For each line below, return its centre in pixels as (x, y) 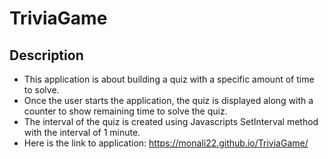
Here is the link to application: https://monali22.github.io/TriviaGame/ (166, 143)
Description (46, 55)
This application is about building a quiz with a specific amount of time (169, 79)
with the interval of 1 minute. (82, 132)
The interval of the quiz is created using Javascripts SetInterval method (171, 121)
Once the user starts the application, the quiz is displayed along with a (168, 100)
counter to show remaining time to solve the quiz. (125, 111)
